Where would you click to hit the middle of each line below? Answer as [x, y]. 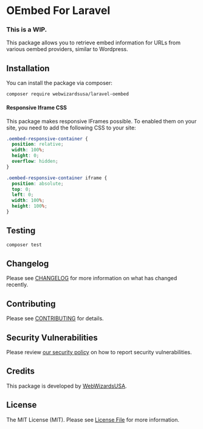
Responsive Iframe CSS [37, 108]
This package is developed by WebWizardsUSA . [67, 386]
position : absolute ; [38, 184]
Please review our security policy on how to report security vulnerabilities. [99, 352]
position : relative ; [38, 144]
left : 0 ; [23, 195]
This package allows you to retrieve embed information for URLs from [94, 43]
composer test [24, 245]
